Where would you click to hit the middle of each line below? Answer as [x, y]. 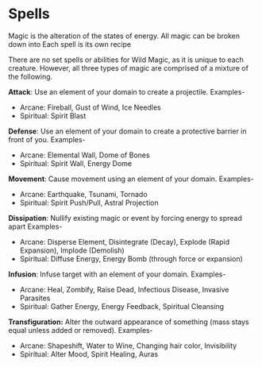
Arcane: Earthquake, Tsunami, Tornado [84, 194]
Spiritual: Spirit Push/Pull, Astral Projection [89, 203]
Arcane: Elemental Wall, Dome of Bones [85, 155]
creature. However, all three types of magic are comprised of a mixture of [128, 68]
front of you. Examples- [47, 139]
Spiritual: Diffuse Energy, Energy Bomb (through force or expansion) [131, 258]
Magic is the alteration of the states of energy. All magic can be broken [124, 36]
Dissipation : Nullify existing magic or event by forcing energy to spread [125, 218]
